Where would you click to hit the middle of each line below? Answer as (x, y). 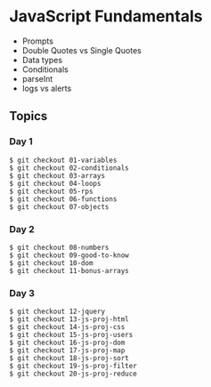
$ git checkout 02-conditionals (69, 168)
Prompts (37, 41)
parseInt (37, 78)
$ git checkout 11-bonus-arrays (69, 270)
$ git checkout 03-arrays (57, 175)
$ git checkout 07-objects (59, 206)
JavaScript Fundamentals (106, 16)
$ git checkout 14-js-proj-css (67, 327)
